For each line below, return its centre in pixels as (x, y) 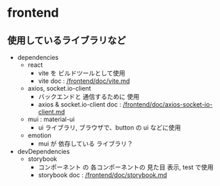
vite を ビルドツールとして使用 (81, 73)
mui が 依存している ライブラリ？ (86, 144)
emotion (40, 135)
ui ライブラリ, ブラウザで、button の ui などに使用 (109, 127)
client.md (52, 112)
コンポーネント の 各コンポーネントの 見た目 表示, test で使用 (126, 167)
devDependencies (44, 152)
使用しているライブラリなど (67, 40)
